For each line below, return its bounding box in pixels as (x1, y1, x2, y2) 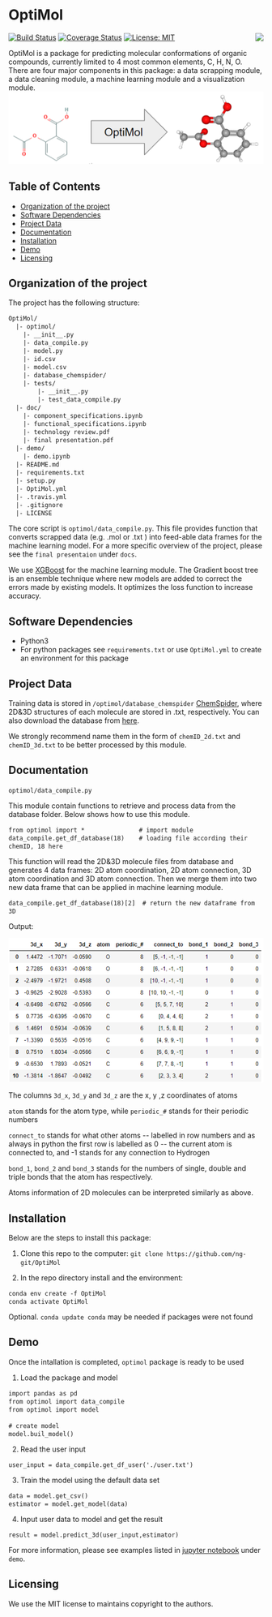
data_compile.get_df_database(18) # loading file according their (8, 834, 249, 842)
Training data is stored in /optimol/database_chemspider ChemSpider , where (8, 698, 262, 707)
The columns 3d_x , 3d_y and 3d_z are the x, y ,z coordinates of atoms (8, 1090, 238, 1100)
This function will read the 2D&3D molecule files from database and (8, 856, 234, 866)
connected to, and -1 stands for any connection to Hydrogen (8, 1148, 210, 1158)
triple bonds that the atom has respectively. (8, 1172, 153, 1182)
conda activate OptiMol (8, 1297, 89, 1305)
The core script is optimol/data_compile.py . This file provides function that (8, 523, 258, 533)
